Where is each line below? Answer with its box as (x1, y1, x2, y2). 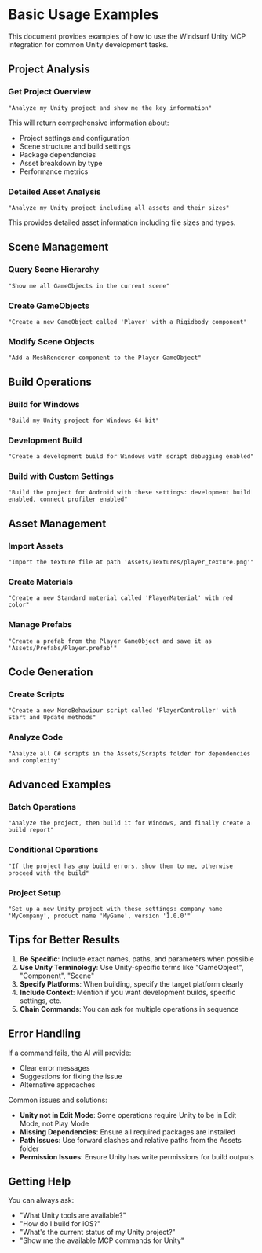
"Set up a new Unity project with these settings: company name (8, 906, 223, 913)
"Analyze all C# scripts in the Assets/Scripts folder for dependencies (8, 749, 251, 758)
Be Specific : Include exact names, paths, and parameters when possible (19, 954, 255, 964)
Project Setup (8, 887, 61, 898)
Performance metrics (19, 167, 89, 176)
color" (8, 601, 30, 609)
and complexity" (8, 756, 61, 764)
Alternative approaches (19, 1079, 96, 1089)
